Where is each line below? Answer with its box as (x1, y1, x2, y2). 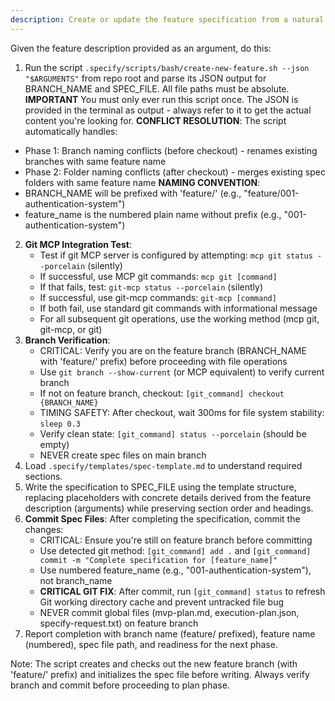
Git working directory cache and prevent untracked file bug (39, 596, 285, 608)
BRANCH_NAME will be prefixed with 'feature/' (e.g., (24, 187, 242, 199)
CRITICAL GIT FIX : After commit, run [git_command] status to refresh (39, 585, 326, 597)
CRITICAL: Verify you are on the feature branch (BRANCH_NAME (39, 344, 307, 356)
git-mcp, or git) (39, 323, 103, 335)
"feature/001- (243, 187, 300, 199)
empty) (39, 438, 70, 450)
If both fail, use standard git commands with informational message (39, 302, 318, 314)
